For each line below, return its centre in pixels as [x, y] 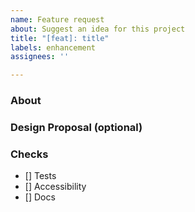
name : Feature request [57, 19]
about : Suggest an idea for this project [98, 29]
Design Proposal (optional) [76, 127]
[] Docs [40, 197]
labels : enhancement [53, 47]
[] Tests [40, 176]
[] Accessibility [55, 187]
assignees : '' [40, 57]
